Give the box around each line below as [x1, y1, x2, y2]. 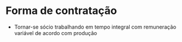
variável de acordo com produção [14, 29, 98, 36]
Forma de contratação [5, 4, 117, 17]
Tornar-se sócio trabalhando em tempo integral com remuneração [14, 23, 177, 30]
